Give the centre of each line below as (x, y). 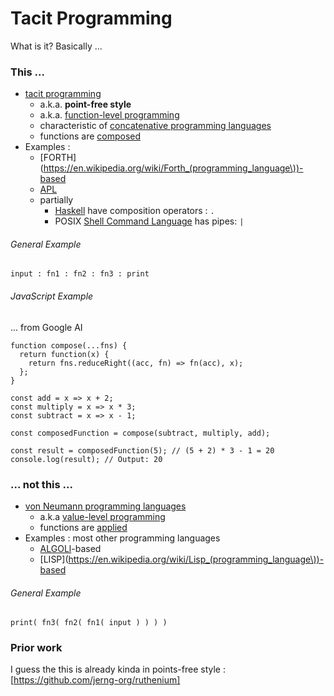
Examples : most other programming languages (122, 538)
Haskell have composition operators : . (134, 211)
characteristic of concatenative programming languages (155, 126)
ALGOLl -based (70, 548)
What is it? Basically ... (56, 46)
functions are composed (90, 136)
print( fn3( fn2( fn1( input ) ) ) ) (89, 623)
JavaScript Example (52, 296)
